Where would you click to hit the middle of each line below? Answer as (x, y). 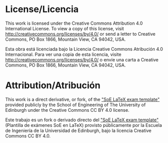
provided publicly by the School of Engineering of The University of (75, 105)
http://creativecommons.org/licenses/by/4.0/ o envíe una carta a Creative (82, 59)
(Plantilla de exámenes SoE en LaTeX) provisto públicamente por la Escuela (84, 125)
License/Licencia (42, 9)
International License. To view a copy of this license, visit (65, 28)
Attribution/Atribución (53, 85)
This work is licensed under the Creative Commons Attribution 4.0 (74, 23)
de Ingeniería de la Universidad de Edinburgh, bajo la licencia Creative (78, 130)
